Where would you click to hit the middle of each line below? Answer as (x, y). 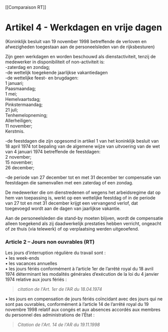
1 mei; (11, 94)
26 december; (20, 167)
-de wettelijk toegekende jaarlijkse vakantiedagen (56, 72)
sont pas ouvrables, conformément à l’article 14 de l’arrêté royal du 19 (77, 304)
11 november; (19, 126)
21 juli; (12, 109)
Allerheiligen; (19, 121)
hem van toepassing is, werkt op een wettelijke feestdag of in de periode (80, 197)
